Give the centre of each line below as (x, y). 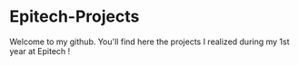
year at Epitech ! (40, 51)
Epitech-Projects (75, 17)
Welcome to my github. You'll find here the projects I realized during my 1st (149, 42)
